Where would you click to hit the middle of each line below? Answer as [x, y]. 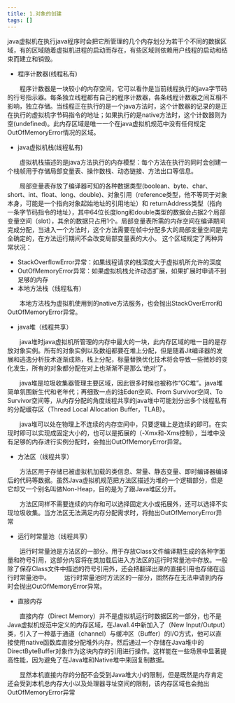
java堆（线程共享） [45, 327]
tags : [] [20, 20]
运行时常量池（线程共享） [54, 536]
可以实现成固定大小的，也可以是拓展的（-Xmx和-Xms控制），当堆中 [122, 432]
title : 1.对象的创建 [34, 14]
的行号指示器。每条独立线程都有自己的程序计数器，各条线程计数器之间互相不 [117, 97]
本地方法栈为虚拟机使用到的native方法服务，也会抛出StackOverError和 [121, 303]
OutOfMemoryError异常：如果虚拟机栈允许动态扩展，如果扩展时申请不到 [122, 271]
